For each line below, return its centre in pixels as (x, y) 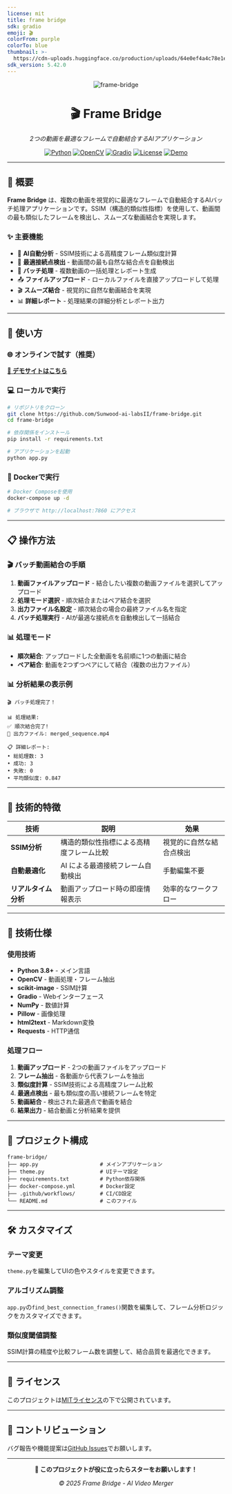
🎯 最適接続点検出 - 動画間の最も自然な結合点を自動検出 (96, 262)
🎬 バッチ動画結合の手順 (46, 565)
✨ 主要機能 (25, 237)
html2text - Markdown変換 (56, 1022)
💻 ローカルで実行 (37, 391)
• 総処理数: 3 (25, 756)
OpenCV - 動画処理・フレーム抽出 (66, 979)
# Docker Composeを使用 (40, 492)
